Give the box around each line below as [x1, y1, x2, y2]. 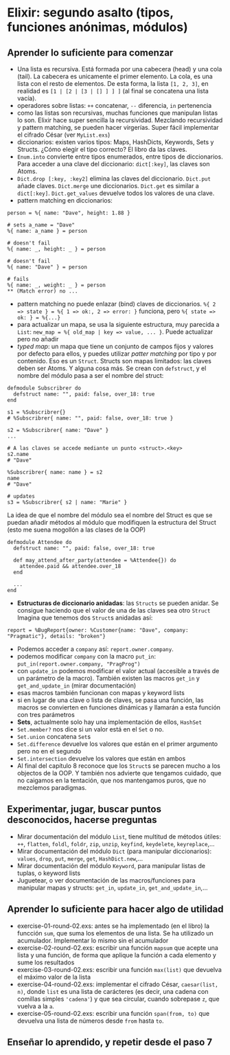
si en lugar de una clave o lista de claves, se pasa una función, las [16, 696, 204, 704]
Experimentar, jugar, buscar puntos [7, 804, 161, 815]
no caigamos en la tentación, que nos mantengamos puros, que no [16, 776, 207, 784]
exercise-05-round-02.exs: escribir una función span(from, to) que [16, 1009, 210, 1017]
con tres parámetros [16, 711, 76, 718]
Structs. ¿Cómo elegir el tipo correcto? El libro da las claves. [16, 146, 187, 153]
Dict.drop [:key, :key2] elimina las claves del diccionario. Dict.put [16, 174, 211, 183]
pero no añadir [16, 335, 59, 343]
